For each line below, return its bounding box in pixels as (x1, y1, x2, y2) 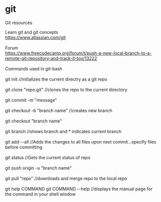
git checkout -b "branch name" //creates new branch (5, 107, 113, 114)
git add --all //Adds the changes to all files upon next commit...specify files (5, 139, 157, 144)
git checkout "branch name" (5, 118, 62, 124)
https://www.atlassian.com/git (5, 34, 66, 40)
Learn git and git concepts (5, 29, 58, 35)
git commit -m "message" (5, 97, 57, 103)
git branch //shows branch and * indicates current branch (5, 128, 122, 134)
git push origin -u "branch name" (5, 165, 72, 171)
